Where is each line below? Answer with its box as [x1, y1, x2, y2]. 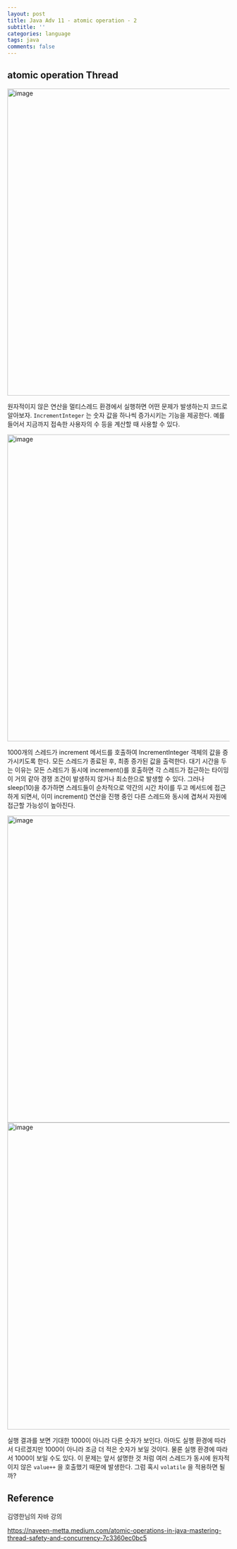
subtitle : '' [7, 23, 46, 30]
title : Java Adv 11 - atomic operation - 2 [7, 17, 138, 24]
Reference [7, 1492, 54, 1504]
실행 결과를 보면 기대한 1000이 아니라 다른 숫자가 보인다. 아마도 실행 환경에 [7, 1436, 213, 1444]
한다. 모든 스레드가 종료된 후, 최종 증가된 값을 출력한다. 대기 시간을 [37, 757, 220, 765]
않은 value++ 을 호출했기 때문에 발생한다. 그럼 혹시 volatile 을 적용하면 [20, 1462, 218, 1471]
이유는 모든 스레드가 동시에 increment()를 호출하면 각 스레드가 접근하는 [14, 765, 210, 774]
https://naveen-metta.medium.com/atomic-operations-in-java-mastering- [7, 1526, 222, 1534]
